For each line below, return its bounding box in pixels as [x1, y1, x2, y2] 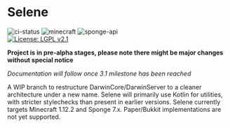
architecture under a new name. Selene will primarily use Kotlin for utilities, [7, 90, 223, 99]
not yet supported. [7, 113, 61, 121]
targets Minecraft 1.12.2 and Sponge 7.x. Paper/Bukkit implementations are [7, 105, 222, 113]
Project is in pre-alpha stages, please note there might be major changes [7, 48, 224, 57]
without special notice [7, 55, 74, 64]
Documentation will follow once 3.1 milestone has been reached [7, 69, 191, 78]
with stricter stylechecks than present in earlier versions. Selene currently [7, 97, 221, 106]
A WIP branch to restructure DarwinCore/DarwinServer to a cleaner [7, 83, 202, 91]
